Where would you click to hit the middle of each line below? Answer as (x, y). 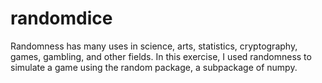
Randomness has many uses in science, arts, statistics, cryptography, (154, 46)
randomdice (61, 18)
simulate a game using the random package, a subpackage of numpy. (154, 67)
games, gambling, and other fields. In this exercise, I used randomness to (161, 56)
